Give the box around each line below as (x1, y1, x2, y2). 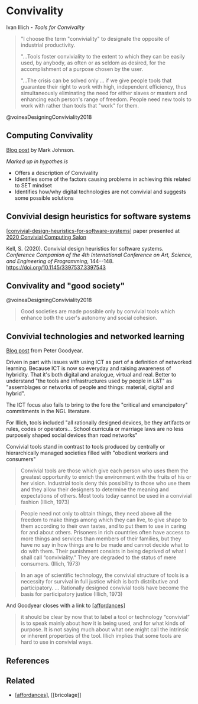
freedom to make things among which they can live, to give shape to (20, 516, 187, 524)
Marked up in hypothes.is (6, 158, 69, 165)
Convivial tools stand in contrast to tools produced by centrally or (6, 443, 165, 450)
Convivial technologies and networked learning (6, 331, 185, 341)
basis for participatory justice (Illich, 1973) (20, 591, 123, 598)
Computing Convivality (6, 131, 93, 141)
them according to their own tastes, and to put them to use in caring (20, 523, 186, 530)
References (6, 656, 50, 666)
